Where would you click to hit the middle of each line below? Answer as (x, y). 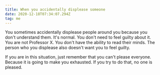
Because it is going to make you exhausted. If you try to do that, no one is (79, 62)
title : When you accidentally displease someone (55, 9)
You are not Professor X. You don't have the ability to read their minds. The (80, 43)
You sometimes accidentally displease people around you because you (76, 32)
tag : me (13, 18)
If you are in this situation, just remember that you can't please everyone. (78, 57)
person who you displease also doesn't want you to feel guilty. (68, 48)
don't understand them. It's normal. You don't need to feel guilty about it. (78, 37)
